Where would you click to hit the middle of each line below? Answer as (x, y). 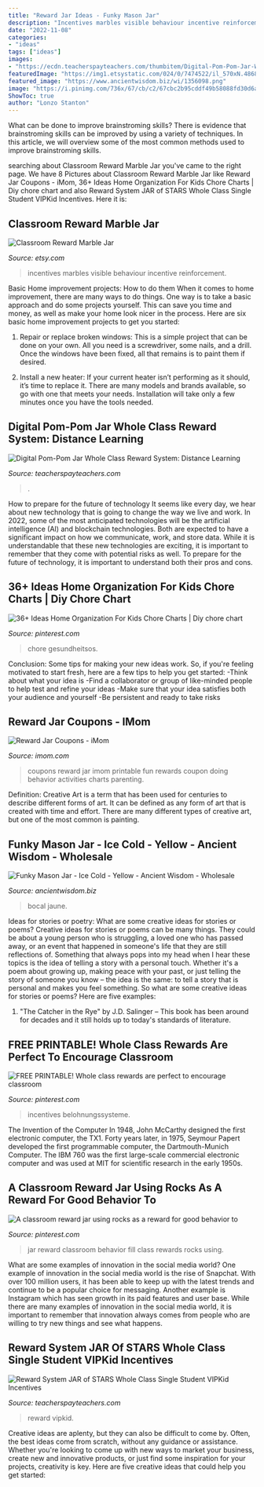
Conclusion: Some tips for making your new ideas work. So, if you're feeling (131, 664)
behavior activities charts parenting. (86, 779)
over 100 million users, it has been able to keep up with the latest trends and (131, 1281)
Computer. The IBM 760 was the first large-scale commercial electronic (124, 1155)
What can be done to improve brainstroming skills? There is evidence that (127, 126)
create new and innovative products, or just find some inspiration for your (127, 1458)
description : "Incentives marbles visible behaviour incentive (114, 23)
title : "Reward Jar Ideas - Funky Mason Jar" (84, 15)
